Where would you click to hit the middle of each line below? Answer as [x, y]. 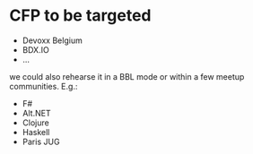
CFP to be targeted [80, 16]
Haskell [36, 132]
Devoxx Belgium [52, 40]
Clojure [35, 123]
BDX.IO [35, 49]
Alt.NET [36, 113]
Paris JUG [41, 141]
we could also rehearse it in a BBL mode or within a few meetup [127, 76]
